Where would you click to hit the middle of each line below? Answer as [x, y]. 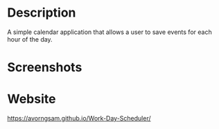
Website [32, 99]
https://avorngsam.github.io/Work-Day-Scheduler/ [79, 119]
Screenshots [45, 68]
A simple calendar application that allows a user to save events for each [110, 32]
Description [42, 13]
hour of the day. [30, 39]
